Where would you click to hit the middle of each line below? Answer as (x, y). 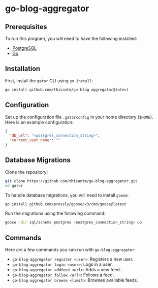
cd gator (14, 186)
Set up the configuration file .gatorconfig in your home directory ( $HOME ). (79, 117)
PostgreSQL (24, 48)
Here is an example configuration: (39, 122)
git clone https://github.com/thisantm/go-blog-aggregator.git (71, 181)
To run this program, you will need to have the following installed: (71, 38)
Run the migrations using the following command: (55, 213)
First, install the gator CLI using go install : (49, 80)
